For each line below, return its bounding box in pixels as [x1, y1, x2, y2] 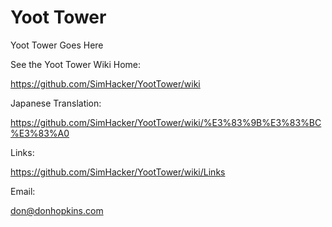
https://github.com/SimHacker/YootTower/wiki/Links [10, 166, 226, 178]
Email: [10, 185, 36, 197]
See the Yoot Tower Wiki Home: [10, 58, 142, 70]
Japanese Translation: [10, 97, 102, 109]
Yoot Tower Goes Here [10, 39, 104, 51]
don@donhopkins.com [10, 204, 104, 216]
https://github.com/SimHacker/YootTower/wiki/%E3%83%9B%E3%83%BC [10, 116, 322, 128]
